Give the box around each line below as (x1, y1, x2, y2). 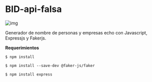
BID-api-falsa (5, 3, 62, 15)
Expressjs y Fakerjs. (5, 35, 46, 41)
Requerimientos (5, 44, 39, 50)
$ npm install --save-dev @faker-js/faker (5, 63, 95, 68)
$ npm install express (5, 71, 52, 77)
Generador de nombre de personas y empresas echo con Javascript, (5, 29, 147, 35)
